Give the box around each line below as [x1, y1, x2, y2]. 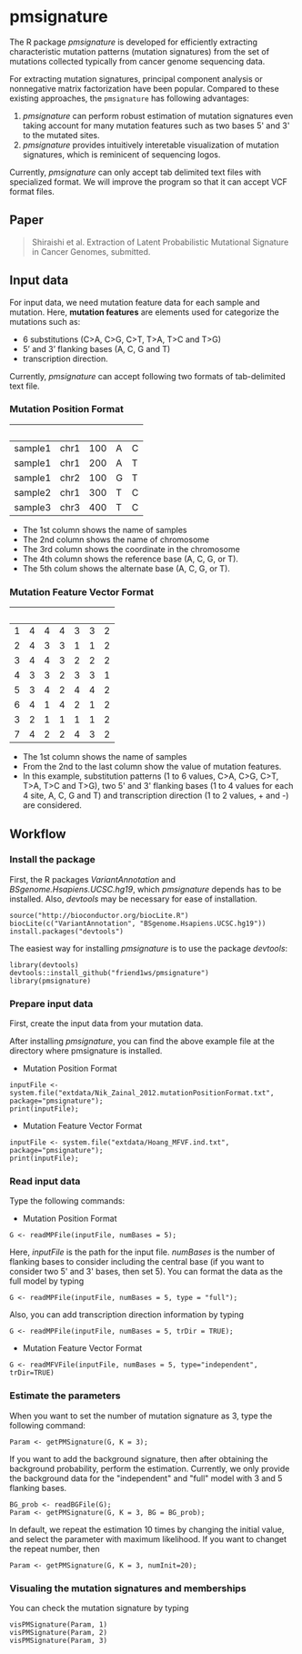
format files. [9, 186, 55, 197]
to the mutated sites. [22, 129, 100, 140]
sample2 [14, 486, 52, 499]
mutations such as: [9, 316, 81, 327]
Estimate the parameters [9, 1389, 121, 1402]
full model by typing [9, 1276, 85, 1286]
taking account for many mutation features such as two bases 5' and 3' [22, 120, 290, 131]
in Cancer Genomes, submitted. [31, 246, 151, 257]
